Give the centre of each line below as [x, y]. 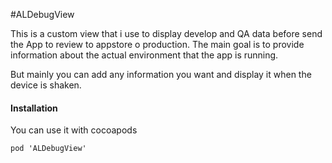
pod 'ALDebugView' [48, 149]
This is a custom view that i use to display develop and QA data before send [166, 33]
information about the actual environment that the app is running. [144, 55]
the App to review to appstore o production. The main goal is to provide [157, 44]
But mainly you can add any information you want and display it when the [161, 74]
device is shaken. [46, 85]
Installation [34, 108]
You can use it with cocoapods [74, 130]
